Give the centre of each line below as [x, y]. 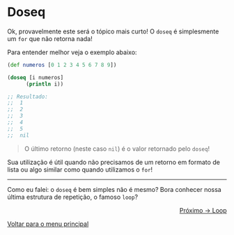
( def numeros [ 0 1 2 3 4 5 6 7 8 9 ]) [62, 65]
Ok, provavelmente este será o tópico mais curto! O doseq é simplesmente [113, 31]
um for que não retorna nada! [50, 38]
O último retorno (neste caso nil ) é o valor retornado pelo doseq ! [117, 148]
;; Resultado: [28, 97]
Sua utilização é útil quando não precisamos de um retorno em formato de [114, 162]
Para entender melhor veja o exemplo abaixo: [72, 52]
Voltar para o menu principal [48, 224]
